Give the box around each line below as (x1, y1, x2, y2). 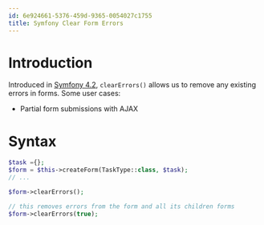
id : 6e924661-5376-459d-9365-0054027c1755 (8, 11, 152, 20)
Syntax (8, 132, 57, 151)
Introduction (8, 54, 93, 72)
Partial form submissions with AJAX (19, 104, 139, 114)
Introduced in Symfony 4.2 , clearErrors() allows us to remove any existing (8, 80, 257, 90)
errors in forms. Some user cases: (8, 89, 121, 98)
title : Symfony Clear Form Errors (8, 19, 124, 27)
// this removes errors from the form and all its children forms (8, 202, 235, 211)
